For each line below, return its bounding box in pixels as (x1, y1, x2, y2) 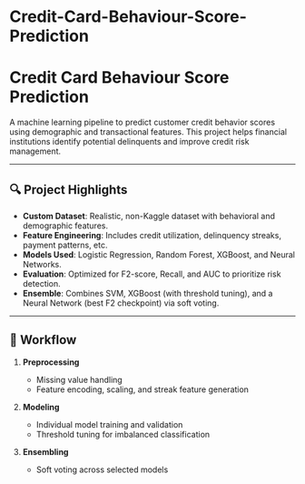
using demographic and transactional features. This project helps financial (9, 126, 288, 137)
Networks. (22, 258, 62, 269)
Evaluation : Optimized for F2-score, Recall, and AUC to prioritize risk (22, 268, 281, 279)
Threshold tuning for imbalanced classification (35, 429, 211, 439)
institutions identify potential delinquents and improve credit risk (9, 136, 250, 147)
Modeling (22, 401, 60, 412)
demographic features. (22, 220, 109, 231)
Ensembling (22, 446, 69, 457)
